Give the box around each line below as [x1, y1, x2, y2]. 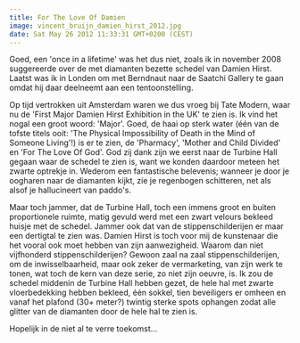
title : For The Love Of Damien [9, 12, 126, 22]
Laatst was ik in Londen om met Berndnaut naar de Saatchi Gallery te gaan [9, 73, 284, 84]
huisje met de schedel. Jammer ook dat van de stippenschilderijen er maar [9, 221, 284, 232]
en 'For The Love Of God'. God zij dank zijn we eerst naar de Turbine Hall [9, 147, 278, 158]
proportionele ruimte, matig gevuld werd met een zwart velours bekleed [9, 211, 274, 223]
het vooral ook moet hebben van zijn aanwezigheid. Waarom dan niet [9, 240, 263, 250]
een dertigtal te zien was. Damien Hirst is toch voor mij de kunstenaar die [9, 231, 279, 241]
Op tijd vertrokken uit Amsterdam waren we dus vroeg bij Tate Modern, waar [9, 100, 291, 110]
